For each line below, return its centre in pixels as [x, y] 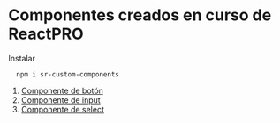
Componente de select [63, 109]
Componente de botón [62, 90]
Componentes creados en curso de [140, 15]
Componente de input [61, 100]
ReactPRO [46, 34]
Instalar [22, 58]
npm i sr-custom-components [68, 74]
